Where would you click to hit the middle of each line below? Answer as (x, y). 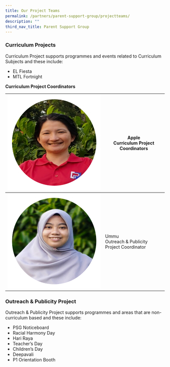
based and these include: (55, 318)
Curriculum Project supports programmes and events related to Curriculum (83, 56)
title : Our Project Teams (32, 11)
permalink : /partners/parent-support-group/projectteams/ (68, 16)
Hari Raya (23, 338)
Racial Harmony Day (34, 333)
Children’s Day (28, 349)
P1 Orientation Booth (34, 360)
